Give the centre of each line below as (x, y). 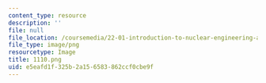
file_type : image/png (44, 45)
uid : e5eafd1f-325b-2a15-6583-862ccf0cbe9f (81, 67)
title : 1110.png (35, 60)
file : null (26, 30)
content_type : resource (47, 15)
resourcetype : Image (42, 52)
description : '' (35, 23)
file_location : (33, 38)
